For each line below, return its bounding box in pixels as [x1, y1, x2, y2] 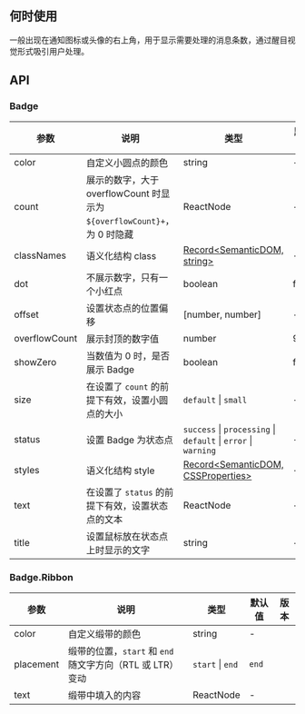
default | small [182, 393, 248, 406]
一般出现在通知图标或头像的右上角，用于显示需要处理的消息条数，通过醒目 [9, 35, 288, 45]
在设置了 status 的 [85, 485, 165, 498]
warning [182, 445, 216, 456]
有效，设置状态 [103, 499, 169, 511]
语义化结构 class [85, 249, 157, 262]
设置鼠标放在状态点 [85, 530, 169, 542]
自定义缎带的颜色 [67, 628, 142, 640]
